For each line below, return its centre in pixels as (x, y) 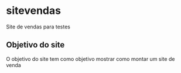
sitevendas (34, 11)
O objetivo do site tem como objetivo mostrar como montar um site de (90, 59)
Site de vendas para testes (38, 27)
